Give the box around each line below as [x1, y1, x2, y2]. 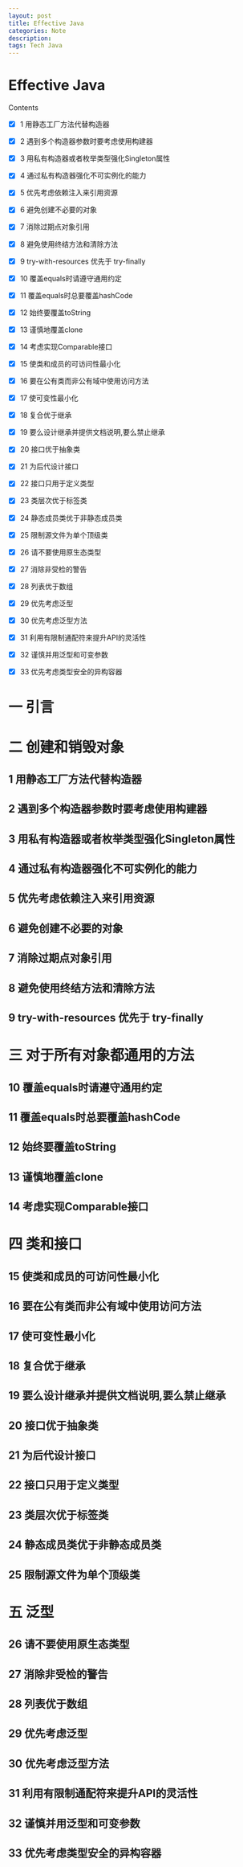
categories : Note [8, 27, 67, 35]
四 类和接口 [8, 1235, 83, 1254]
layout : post [8, 11, 52, 20]
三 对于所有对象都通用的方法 [8, 1046, 195, 1065]
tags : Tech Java [8, 42, 63, 50]
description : [8, 34, 52, 43]
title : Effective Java [8, 19, 84, 27]
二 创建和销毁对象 [8, 738, 124, 756]
